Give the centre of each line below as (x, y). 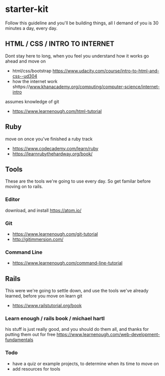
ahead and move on (26, 61)
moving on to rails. (24, 187)
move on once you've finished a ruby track (49, 139)
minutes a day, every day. (31, 28)
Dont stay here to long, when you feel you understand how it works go (77, 56)
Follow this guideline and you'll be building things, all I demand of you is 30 (82, 23)
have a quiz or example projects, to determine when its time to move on (85, 364)
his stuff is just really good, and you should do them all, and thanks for (77, 329)
